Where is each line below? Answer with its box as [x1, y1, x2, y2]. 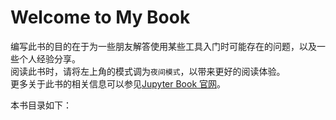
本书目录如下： [10, 99, 72, 111]
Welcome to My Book [10, 6, 191, 29]
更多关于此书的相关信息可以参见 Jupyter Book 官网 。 [10, 77, 227, 90]
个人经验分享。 [18, 52, 81, 65]
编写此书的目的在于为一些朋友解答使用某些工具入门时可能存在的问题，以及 [10, 40, 317, 52]
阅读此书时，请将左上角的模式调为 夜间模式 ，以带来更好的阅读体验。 [10, 65, 286, 77]
